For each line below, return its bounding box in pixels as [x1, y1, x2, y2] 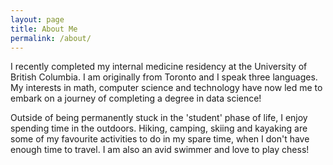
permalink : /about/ [10, 33, 92, 43]
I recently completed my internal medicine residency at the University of [10, 61, 308, 73]
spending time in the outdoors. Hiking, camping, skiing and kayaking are [10, 122, 308, 135]
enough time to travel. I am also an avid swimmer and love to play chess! [10, 144, 310, 156]
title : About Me [10, 24, 78, 34]
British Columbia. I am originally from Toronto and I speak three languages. [10, 71, 318, 83]
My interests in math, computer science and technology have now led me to [10, 82, 323, 94]
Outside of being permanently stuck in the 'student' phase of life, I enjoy [10, 112, 308, 124]
